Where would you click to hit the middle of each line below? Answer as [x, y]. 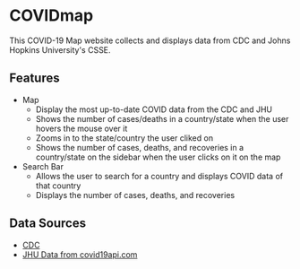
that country [58, 186]
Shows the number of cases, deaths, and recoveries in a [140, 147]
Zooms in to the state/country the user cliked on [124, 138]
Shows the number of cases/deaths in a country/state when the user [162, 118]
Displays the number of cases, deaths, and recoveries [135, 195]
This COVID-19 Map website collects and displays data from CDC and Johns [150, 40]
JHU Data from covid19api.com [80, 254]
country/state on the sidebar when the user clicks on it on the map [158, 157]
